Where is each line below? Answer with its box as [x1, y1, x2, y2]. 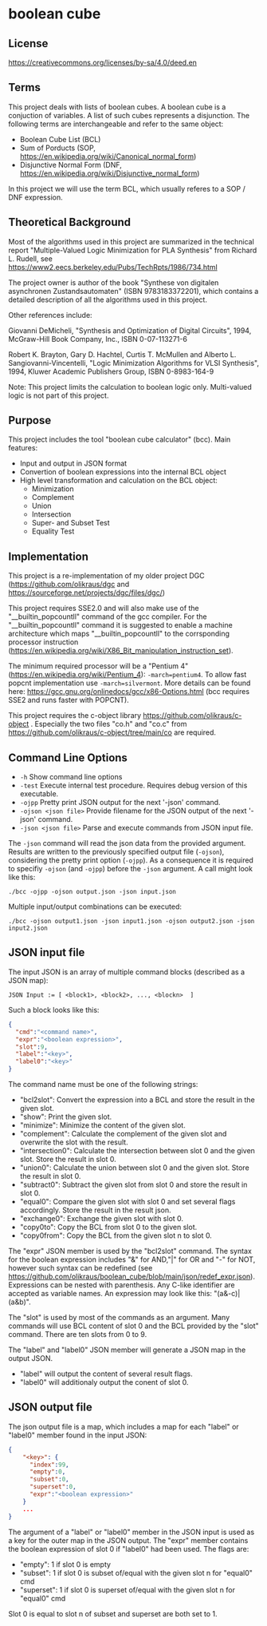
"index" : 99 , [29, 1461, 69, 1469]
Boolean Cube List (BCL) [19, 134, 101, 144]
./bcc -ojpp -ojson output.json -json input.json [8, 888, 177, 896]
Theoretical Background [8, 216, 132, 229]
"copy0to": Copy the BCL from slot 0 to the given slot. [19, 1223, 198, 1231]
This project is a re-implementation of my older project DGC [8, 571, 205, 581]
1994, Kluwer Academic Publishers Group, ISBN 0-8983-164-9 [8, 367, 214, 376]
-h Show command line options [19, 772, 123, 782]
